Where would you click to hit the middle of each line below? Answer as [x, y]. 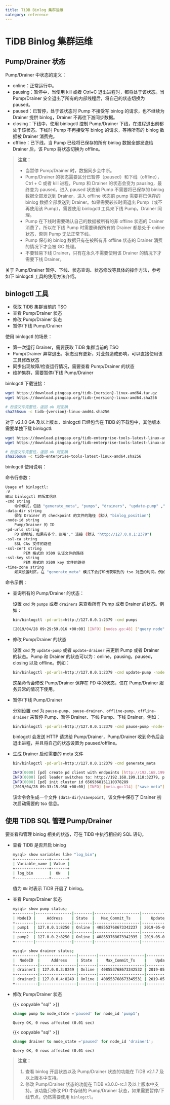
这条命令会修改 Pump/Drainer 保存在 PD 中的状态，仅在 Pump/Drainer [85, 683]
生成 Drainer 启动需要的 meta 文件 [48, 754]
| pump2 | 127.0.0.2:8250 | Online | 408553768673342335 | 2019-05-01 [90, 937]
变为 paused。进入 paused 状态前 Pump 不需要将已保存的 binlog [97, 189]
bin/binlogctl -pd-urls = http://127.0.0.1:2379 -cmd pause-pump [81, 726]
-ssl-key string [22, 558]
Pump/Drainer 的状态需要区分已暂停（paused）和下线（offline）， [93, 177]
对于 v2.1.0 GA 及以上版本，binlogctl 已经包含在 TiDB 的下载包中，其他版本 [83, 422]
